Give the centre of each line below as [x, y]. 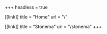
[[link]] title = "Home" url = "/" [36, 17]
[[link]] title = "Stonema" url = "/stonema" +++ [53, 26]
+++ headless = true [26, 7]
